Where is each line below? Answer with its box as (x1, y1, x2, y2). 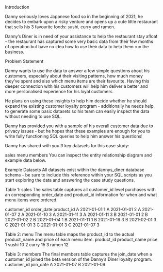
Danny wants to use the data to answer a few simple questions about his (5, 68, 150, 74)
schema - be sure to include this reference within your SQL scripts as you (5, 172, 152, 177)
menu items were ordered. (5, 197, 58, 203)
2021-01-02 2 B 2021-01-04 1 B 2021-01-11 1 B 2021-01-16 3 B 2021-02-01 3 (5, 217, 157, 222)
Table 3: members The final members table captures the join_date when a (5, 251, 152, 257)
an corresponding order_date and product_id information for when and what (5, 192, 157, 197)
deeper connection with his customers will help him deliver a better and (5, 83, 148, 89)
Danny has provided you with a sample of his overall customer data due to (5, 123, 154, 129)
